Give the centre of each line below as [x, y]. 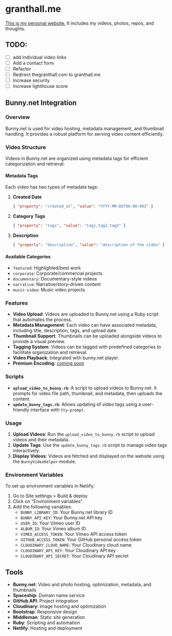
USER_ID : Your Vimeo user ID [50, 523]
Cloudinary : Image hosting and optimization [59, 606]
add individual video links [40, 57]
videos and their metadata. [41, 440]
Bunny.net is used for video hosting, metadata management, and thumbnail [85, 128]
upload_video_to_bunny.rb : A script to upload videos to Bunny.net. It [85, 388]
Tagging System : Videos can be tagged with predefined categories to [87, 347]
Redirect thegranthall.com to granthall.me [57, 74]
